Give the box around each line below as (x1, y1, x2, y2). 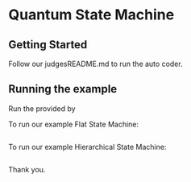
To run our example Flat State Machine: (8, 119, 139, 129)
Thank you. (8, 164, 46, 174)
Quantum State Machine (8, 6, 175, 24)
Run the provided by (8, 103, 76, 114)
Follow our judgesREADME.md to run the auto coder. (8, 59, 183, 68)
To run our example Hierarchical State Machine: (8, 142, 167, 151)
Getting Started (8, 38, 88, 52)
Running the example (8, 82, 118, 96)
